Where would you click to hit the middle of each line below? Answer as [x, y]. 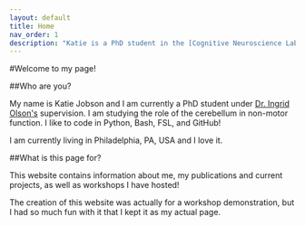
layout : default [40, 18]
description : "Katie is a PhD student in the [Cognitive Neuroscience [146, 43]
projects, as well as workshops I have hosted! [94, 185]
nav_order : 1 [34, 34]
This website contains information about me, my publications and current [146, 175]
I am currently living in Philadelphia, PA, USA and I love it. [116, 140]
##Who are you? [40, 86]
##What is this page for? [55, 158]
